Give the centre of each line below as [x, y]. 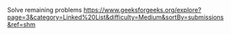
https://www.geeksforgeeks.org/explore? [142, 10]
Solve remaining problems [45, 10]
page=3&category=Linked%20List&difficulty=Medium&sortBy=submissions [115, 17]
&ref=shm [22, 24]
